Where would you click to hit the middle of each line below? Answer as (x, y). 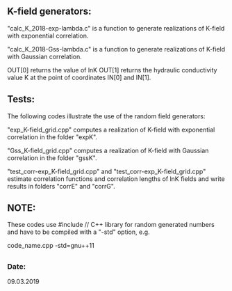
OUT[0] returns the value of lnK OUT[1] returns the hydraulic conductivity (112, 70)
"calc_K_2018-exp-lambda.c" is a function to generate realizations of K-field (116, 28)
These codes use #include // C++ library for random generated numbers (111, 225)
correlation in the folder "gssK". (52, 158)
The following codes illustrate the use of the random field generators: (106, 116)
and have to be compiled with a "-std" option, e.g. (79, 232)
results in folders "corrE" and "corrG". (61, 186)
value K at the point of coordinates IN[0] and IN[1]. (79, 77)
